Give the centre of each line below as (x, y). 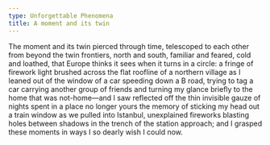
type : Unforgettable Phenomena (61, 16)
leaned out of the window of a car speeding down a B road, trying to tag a (131, 81)
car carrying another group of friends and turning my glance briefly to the (131, 89)
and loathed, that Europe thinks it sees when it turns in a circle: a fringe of (131, 63)
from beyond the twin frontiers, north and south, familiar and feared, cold (130, 55)
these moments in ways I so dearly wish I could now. (96, 132)
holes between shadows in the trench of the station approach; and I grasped (135, 123)
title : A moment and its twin (59, 23)
